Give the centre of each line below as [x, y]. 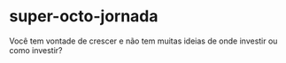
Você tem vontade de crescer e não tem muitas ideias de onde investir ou [143, 41]
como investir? [36, 50]
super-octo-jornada [84, 16]
